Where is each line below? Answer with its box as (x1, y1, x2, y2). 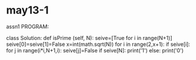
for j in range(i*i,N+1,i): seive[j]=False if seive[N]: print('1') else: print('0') (6, 46, 184, 54)
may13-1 (6, 4, 49, 17)
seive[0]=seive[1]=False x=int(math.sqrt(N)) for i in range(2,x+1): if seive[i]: (6, 41, 191, 48)
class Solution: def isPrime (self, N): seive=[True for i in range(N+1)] (6, 34, 173, 41)
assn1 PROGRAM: (6, 23, 49, 30)
